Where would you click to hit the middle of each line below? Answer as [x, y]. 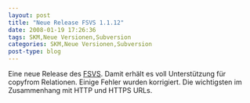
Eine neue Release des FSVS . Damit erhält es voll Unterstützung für [117, 74]
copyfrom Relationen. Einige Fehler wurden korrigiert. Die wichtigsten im [125, 82]
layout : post [29, 15]
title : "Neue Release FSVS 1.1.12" [66, 23]
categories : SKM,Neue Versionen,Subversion [80, 44]
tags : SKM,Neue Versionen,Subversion [70, 37]
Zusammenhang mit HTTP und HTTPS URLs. [80, 90]
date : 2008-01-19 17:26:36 [52, 30]
